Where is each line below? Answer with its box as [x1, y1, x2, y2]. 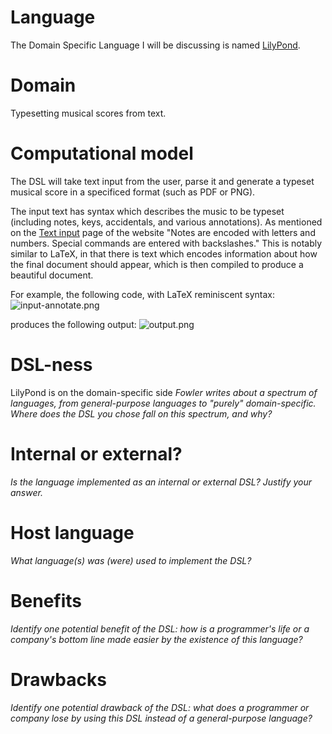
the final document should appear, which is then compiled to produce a [10, 258, 304, 270]
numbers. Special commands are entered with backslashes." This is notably [10, 237, 323, 249]
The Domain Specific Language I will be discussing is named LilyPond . [10, 39, 301, 51]
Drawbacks [10, 668, 107, 691]
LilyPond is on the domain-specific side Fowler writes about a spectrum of [10, 386, 318, 398]
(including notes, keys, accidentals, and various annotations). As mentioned [10, 216, 323, 228]
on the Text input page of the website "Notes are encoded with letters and [10, 226, 316, 238]
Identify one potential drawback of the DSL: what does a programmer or [10, 701, 310, 713]
